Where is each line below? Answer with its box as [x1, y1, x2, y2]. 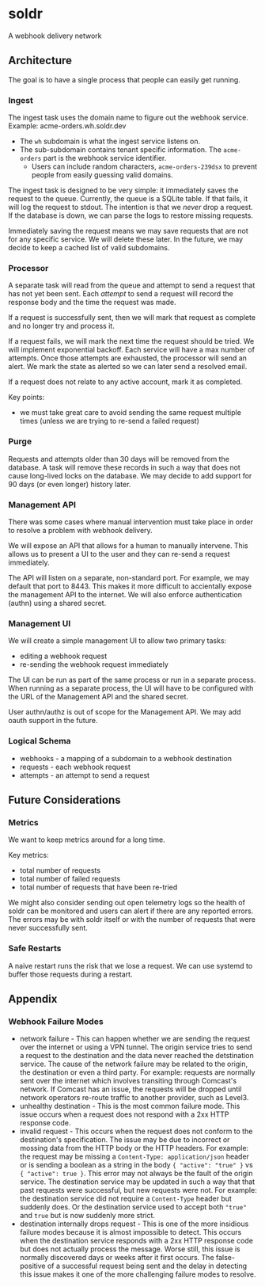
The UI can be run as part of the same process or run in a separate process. [8, 675, 256, 685]
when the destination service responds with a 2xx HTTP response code [19, 1236, 253, 1246]
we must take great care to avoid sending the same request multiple [19, 408, 241, 417]
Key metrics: [8, 851, 49, 860]
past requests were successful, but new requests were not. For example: [19, 1186, 257, 1195]
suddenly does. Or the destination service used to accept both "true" [19, 1202, 247, 1212]
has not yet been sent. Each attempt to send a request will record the [8, 289, 233, 299]
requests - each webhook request [19, 762, 131, 771]
